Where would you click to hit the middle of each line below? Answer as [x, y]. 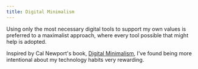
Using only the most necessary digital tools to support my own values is [96, 29]
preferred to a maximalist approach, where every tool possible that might [97, 35]
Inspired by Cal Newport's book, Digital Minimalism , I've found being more [99, 53]
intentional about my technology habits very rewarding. [75, 59]
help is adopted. [26, 41]
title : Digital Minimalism [40, 12]
